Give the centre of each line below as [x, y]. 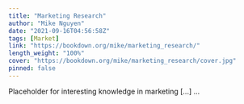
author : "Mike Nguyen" [46, 23]
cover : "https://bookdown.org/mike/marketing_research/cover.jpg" [122, 61]
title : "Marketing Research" [57, 16]
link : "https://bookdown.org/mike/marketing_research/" [104, 46]
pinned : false [32, 69]
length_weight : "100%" [46, 53]
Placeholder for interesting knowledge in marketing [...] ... [104, 91]
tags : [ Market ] [34, 38]
